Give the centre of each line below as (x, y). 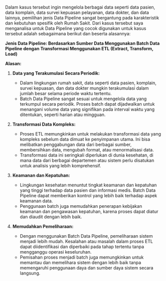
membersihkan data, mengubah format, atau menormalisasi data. (87, 150)
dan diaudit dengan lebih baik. (51, 217)
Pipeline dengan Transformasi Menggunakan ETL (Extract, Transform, (79, 49)
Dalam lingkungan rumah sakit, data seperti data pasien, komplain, (88, 83)
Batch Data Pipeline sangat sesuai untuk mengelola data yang (83, 99)
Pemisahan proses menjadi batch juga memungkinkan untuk (82, 257)
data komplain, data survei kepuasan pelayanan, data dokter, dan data (77, 12)
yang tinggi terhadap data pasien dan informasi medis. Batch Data (88, 190)
